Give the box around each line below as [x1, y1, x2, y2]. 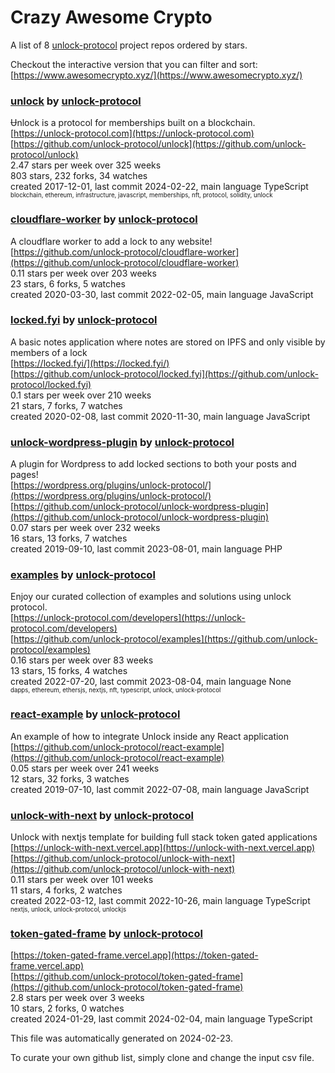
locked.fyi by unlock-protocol [10, 313, 158, 327]
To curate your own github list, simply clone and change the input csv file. [10, 1052, 315, 1064]
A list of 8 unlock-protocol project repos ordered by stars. [10, 39, 248, 51]
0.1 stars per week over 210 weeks [10, 389, 152, 401]
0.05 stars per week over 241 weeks [10, 762, 160, 774]
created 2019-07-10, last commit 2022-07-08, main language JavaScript [10, 783, 310, 795]
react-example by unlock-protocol [10, 707, 181, 721]
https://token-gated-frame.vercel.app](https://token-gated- [13, 949, 259, 961]
